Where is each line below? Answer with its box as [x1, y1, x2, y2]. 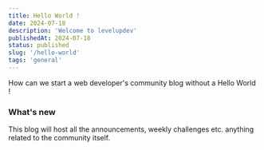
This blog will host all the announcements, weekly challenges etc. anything [8, 124, 254, 134]
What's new [8, 106, 56, 117]
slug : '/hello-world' [8, 49, 81, 57]
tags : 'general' [8, 57, 62, 65]
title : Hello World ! [8, 11, 81, 20]
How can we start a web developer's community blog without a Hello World [8, 77, 257, 88]
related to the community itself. [8, 133, 111, 143]
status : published [8, 41, 69, 49]
